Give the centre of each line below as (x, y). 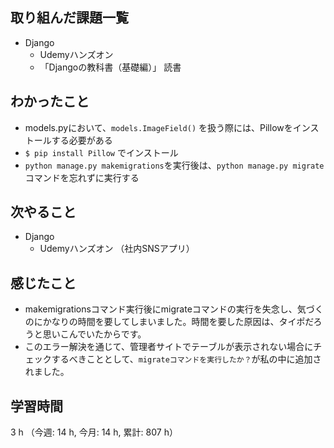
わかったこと (50, 101)
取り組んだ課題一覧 (69, 18)
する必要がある (82, 140)
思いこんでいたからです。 (94, 334)
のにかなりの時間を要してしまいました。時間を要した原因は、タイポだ (169, 322)
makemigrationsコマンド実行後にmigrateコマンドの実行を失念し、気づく (174, 309)
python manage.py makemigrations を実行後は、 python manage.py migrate (174, 165)
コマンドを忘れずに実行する (82, 177)
